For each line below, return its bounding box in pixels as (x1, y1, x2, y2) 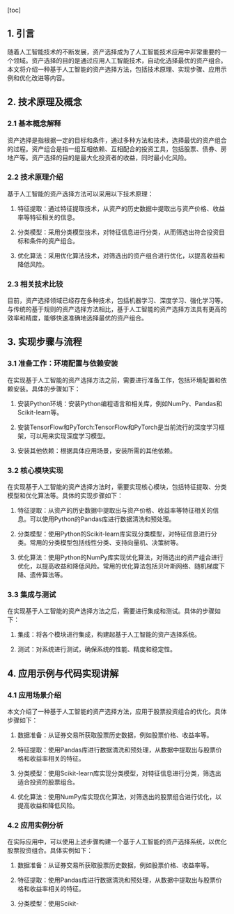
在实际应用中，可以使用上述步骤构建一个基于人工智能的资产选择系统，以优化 (7, 837, 227, 846)
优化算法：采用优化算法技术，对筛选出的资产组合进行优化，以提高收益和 (17, 251, 225, 260)
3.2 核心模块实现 (7, 465, 64, 475)
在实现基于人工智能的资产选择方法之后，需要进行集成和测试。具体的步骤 (7, 607, 214, 615)
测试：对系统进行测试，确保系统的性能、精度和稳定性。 (17, 645, 176, 653)
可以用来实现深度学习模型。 (29, 431, 109, 440)
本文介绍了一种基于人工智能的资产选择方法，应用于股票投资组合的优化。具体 (7, 707, 227, 716)
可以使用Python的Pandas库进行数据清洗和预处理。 (29, 515, 175, 523)
